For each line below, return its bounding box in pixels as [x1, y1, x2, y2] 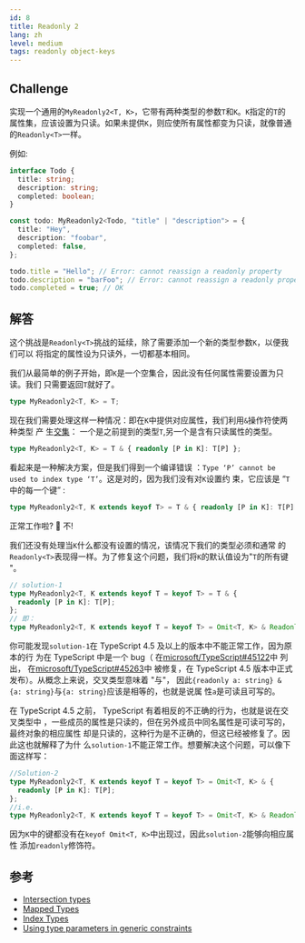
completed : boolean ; [17, 192, 95, 201]
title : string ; [17, 175, 75, 184]
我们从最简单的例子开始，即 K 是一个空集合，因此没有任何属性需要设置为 [9, 367, 277, 378]
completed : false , [17, 242, 88, 251]
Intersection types [22, 894, 91, 905]
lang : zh [9, 30, 43, 39]
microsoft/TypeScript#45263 [34, 663, 144, 674]
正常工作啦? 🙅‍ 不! [9, 520, 74, 531]
